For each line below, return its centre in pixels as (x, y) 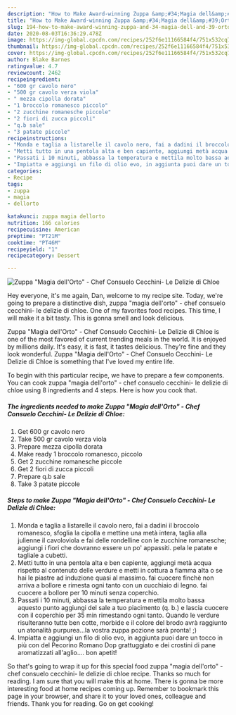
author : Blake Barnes (39, 60)
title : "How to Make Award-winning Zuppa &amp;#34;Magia (92, 20)
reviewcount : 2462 (34, 73)
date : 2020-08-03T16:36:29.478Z (54, 33)
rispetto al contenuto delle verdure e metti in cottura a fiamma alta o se (120, 571)
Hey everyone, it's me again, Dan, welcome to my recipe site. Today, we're (115, 296)
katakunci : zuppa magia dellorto (56, 217)
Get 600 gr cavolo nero (51, 432)
